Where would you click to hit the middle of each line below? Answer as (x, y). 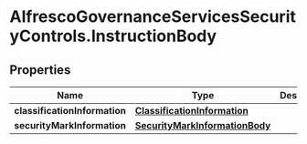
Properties (40, 70)
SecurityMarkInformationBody (203, 125)
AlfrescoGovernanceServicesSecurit (153, 17)
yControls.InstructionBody (113, 36)
